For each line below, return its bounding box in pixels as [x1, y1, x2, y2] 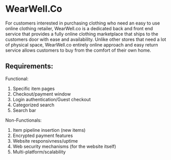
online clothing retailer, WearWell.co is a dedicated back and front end [5, 25, 153, 31]
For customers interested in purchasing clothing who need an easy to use [5, 20, 160, 26]
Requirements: [5, 62, 54, 71]
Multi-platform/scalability [12, 149, 66, 155]
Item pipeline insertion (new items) [12, 127, 86, 133]
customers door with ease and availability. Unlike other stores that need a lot [5, 36, 166, 42]
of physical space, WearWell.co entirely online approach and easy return [5, 41, 158, 48]
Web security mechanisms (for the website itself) [12, 143, 116, 149]
